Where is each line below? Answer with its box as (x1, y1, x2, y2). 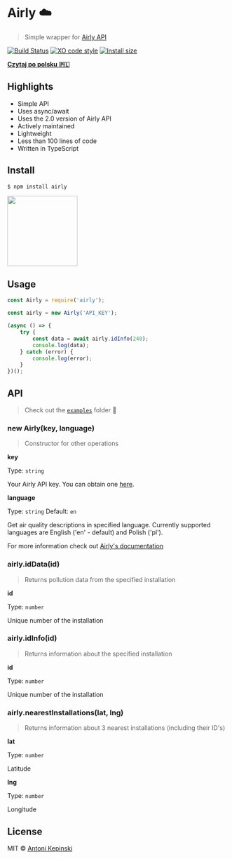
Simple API (17, 99, 49, 108)
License (7, 825, 43, 837)
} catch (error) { (20, 348, 74, 356)
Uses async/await (17, 107, 69, 115)
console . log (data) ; (32, 341, 90, 349)
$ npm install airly (7, 183, 68, 190)
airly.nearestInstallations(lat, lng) (7, 708, 124, 717)
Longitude (7, 805, 37, 813)
